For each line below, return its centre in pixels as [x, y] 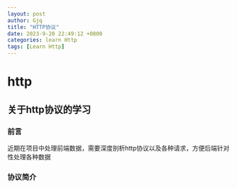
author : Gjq [25, 20]
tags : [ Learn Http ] [36, 47]
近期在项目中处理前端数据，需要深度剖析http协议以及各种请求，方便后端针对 [118, 148]
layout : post [27, 14]
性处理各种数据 [29, 157]
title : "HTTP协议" [33, 27]
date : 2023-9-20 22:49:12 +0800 [55, 34]
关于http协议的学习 [49, 109]
